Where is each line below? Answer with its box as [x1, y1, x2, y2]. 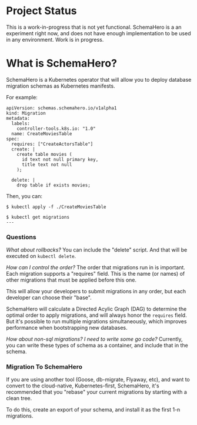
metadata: [6, 115, 31, 121]
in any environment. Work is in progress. [6, 36, 104, 43]
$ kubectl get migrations [6, 214, 69, 220]
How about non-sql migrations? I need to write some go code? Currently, [6, 336, 183, 343]
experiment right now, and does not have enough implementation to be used [6, 29, 191, 36]
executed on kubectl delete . [6, 253, 76, 260]
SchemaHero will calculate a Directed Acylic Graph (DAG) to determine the [6, 306, 187, 313]
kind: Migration [6, 110, 46, 116]
